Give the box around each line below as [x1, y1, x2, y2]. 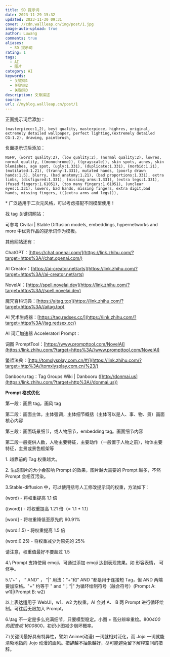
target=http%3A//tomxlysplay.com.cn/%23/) [5, 363, 99, 369]
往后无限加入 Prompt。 [18, 606, 66, 612]
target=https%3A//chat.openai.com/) [5, 255, 83, 261]
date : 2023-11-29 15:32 [5, 12, 56, 17]
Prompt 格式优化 [5, 390, 40, 396]
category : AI [5, 69, 33, 74]
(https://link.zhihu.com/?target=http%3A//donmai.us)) [5, 379, 118, 386]
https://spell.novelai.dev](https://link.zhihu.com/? [27, 282, 130, 288]
